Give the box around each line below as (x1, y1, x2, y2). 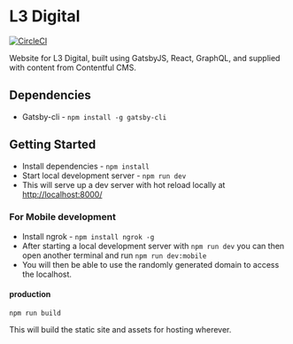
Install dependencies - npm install (21, 160, 150, 171)
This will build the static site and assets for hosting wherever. (9, 324, 232, 335)
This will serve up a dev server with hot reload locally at (21, 179, 226, 190)
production (9, 289, 51, 300)
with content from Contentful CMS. (9, 62, 137, 73)
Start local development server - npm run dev (21, 170, 187, 181)
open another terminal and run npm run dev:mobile (21, 250, 207, 261)
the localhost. (21, 269, 73, 279)
